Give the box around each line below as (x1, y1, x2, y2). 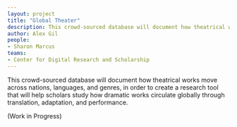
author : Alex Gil (7, 30, 59, 37)
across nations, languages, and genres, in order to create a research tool (7, 83, 219, 92)
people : (7, 37, 30, 44)
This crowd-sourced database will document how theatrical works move (7, 75, 217, 84)
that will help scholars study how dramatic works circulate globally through (7, 90, 225, 99)
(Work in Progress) (7, 111, 62, 120)
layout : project (7, 10, 55, 18)
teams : (7, 50, 27, 57)
